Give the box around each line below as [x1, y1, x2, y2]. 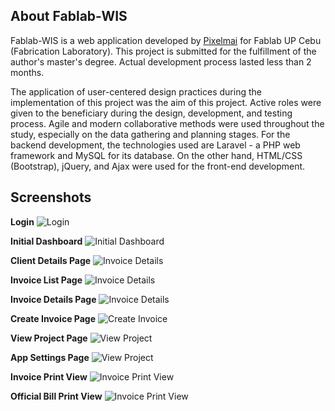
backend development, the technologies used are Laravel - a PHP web [10, 139, 301, 151]
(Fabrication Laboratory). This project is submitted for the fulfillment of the [10, 45, 317, 57]
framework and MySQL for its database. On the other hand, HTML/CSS [10, 149, 303, 161]
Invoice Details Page [10, 293, 97, 305]
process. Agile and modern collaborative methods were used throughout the [10, 117, 325, 129]
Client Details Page [10, 254, 92, 266]
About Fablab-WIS [10, 8, 128, 25]
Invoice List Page [10, 274, 83, 286]
